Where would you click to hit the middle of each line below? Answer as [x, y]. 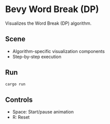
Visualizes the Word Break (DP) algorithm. [48, 23]
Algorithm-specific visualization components [58, 51]
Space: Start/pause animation [43, 112]
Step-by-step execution [37, 56]
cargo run [15, 84]
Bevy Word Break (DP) [52, 9]
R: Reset [21, 117]
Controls [19, 100]
